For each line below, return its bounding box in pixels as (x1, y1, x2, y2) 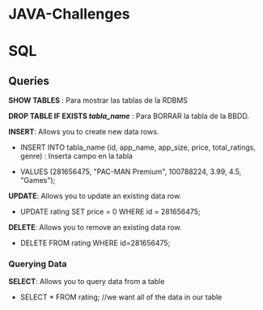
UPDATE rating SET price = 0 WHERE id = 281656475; (19, 207, 201, 217)
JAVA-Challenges (8, 5, 130, 23)
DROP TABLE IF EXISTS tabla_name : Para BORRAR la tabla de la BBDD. (8, 111, 249, 121)
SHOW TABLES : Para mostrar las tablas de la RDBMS (8, 96, 189, 105)
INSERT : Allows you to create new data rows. (8, 127, 159, 137)
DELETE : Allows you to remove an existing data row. (8, 223, 182, 232)
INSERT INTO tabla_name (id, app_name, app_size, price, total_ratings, (19, 142, 257, 152)
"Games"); (19, 176, 56, 185)
